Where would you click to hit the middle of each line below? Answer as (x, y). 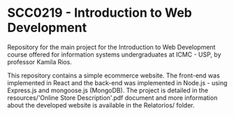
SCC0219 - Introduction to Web (100, 13)
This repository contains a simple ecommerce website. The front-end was (114, 75)
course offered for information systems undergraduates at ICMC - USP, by (114, 55)
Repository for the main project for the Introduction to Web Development (111, 47)
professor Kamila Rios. (39, 61)
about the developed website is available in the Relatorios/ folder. (101, 105)
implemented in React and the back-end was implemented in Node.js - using (117, 82)
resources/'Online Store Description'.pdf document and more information (112, 97)
